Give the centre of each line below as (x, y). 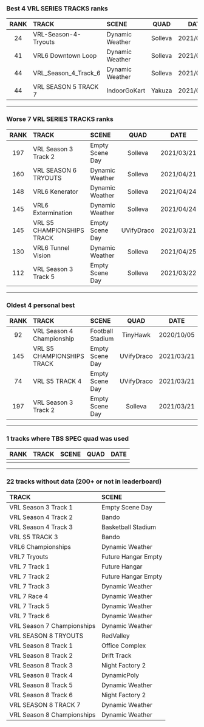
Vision (42, 255)
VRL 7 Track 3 (30, 587)
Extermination (53, 213)
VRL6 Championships (40, 547)
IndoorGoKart (126, 91)
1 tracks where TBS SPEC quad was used (68, 438)
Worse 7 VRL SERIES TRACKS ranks (60, 119)
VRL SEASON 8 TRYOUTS (46, 636)
